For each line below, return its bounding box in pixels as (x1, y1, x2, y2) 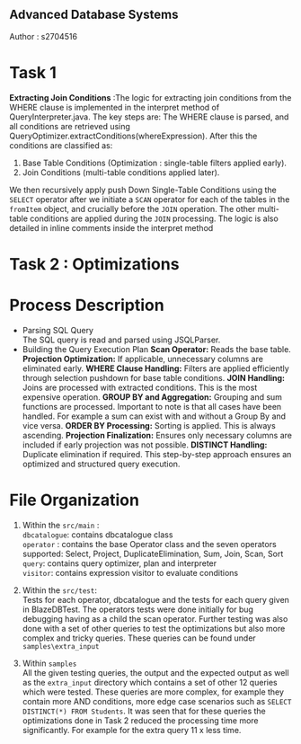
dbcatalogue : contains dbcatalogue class (22, 529, 173, 540)
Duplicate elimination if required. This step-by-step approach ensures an (22, 448, 292, 459)
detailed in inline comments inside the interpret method (9, 222, 214, 233)
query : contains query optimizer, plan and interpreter (22, 557, 217, 569)
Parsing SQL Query (22, 324, 94, 335)
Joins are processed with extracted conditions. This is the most (22, 382, 258, 393)
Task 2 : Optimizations (9, 253, 180, 274)
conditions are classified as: (9, 139, 113, 151)
